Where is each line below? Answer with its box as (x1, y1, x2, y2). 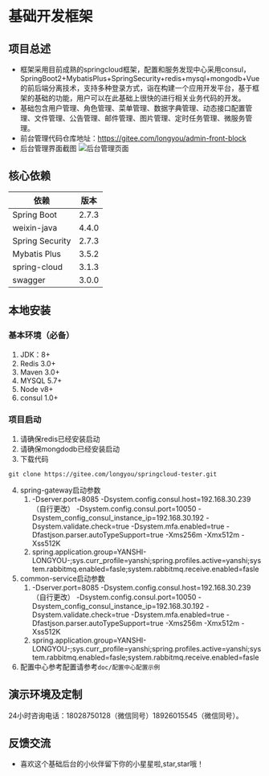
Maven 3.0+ (19, 367, 60, 377)
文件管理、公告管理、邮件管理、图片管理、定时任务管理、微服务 (34, 113, 246, 123)
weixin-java (12, 222, 58, 233)
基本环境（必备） (8, 330, 75, 341)
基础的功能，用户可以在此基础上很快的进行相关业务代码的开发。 (34, 93, 246, 103)
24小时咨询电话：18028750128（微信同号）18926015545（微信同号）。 (8, 710, 243, 720)
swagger (12, 274, 46, 285)
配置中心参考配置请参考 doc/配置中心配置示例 (19, 662, 161, 672)
